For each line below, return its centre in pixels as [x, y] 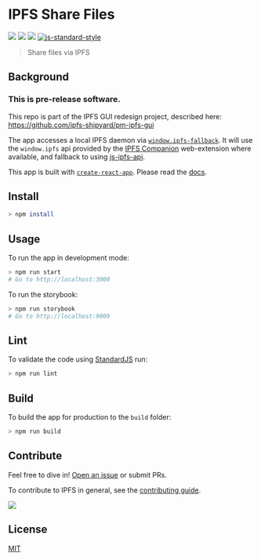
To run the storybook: [43, 294]
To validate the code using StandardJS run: [78, 359]
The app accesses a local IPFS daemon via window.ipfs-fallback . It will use [130, 140]
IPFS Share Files [62, 15]
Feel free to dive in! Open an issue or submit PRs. [87, 475]
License [28, 530]
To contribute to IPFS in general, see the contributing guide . [105, 490]
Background [38, 77]
